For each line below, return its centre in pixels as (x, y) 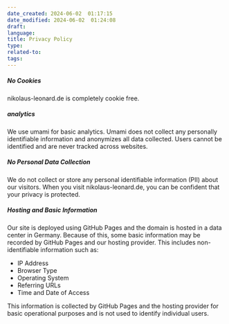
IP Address (33, 263)
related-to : (24, 53)
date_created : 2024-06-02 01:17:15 (60, 13)
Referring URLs (39, 285)
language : (21, 33)
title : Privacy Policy (40, 39)
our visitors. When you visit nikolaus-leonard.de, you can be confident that (113, 187)
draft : (17, 26)
